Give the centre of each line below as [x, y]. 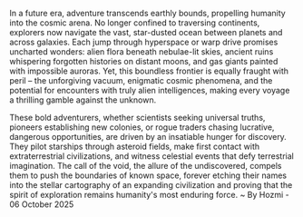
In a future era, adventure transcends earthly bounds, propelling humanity [147, 13]
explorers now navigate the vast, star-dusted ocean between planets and [146, 32]
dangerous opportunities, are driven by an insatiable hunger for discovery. [148, 137]
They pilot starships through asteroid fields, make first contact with [135, 146]
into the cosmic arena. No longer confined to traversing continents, [135, 23]
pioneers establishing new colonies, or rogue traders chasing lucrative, [142, 127]
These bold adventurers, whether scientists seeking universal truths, [137, 118]
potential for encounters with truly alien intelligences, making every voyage [150, 90]
